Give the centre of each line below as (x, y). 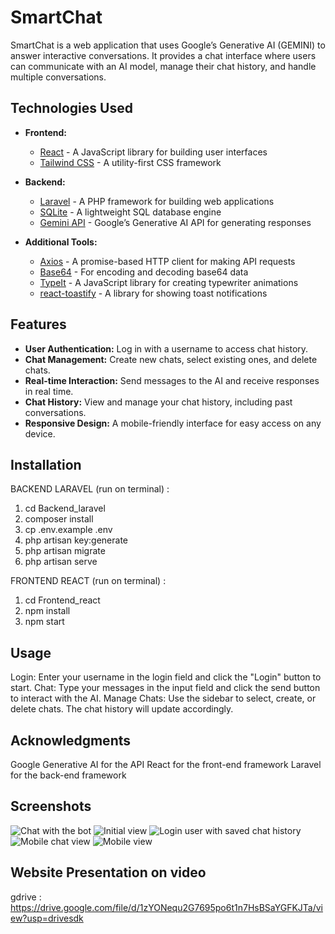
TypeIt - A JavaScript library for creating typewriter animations (169, 282)
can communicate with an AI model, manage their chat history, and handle (163, 66)
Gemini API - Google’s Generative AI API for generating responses (175, 222)
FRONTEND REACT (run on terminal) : (88, 581)
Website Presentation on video (108, 872)
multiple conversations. (58, 77)
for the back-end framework (68, 775)
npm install (47, 611)
